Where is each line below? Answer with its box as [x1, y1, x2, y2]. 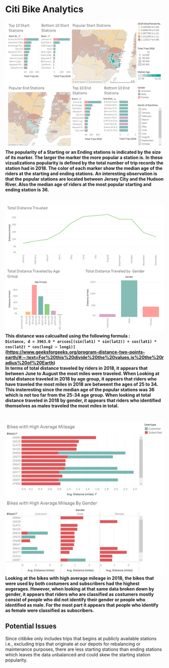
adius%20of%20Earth [5, 360, 54, 366]
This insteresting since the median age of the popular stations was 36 [5, 387, 155, 393]
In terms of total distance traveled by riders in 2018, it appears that [5, 365, 148, 371]
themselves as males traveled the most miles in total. [5, 403, 119, 409]
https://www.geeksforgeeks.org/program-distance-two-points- [7, 349, 145, 355]
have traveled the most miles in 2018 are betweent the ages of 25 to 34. [5, 381, 158, 388]
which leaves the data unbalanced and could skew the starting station [5, 651, 150, 657]
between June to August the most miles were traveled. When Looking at [5, 370, 160, 377]
